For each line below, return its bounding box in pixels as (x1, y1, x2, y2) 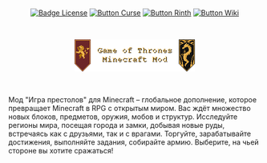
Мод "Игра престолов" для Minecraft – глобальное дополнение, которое (8, 95, 257, 104)
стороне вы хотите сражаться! (8, 146, 114, 155)
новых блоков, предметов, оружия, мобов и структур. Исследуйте (8, 112, 238, 121)
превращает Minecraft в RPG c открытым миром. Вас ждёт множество (8, 104, 251, 113)
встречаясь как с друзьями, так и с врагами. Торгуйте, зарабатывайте (8, 129, 251, 138)
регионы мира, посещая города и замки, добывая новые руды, (8, 121, 225, 129)
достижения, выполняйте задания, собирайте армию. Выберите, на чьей (8, 137, 259, 147)
